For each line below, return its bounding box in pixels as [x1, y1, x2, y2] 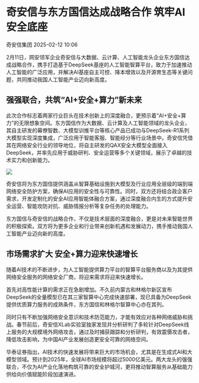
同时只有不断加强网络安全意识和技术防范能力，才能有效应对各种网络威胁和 [6, 313, 188, 321]
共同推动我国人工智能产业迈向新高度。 [16, 75, 110, 83]
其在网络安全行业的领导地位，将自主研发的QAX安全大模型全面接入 [6, 141, 168, 148]
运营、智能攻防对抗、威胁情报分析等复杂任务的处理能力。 [11, 202, 152, 210]
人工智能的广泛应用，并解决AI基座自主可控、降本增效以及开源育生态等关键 [6, 68, 188, 75]
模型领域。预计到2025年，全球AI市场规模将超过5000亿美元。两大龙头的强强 [6, 356, 192, 363]
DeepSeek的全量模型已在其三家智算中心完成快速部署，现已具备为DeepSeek [6, 293, 191, 300]
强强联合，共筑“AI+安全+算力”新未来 [6, 95, 142, 105]
